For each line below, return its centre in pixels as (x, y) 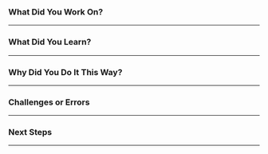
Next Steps (30, 132)
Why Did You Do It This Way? (65, 72)
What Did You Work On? (56, 12)
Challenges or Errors (49, 102)
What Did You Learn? (50, 42)
